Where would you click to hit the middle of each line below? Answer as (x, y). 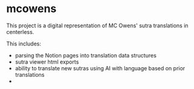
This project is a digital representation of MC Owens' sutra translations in (98, 25)
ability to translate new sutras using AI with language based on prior (100, 68)
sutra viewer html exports (47, 62)
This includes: (24, 44)
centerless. (20, 31)
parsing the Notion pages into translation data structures (85, 55)
